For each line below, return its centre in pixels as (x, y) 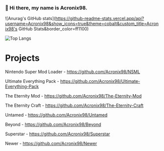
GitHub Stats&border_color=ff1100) (54, 29)
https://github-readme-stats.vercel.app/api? (100, 19)
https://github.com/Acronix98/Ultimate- (100, 81)
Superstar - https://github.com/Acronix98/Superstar (58, 134)
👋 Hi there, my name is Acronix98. (46, 8)
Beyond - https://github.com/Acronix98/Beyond (53, 125)
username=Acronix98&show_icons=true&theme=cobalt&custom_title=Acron (82, 24)
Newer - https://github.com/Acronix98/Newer (51, 144)
